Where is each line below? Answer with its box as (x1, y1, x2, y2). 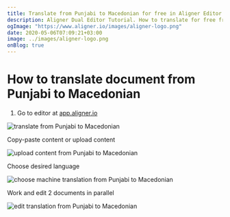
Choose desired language (7, 162, 80, 170)
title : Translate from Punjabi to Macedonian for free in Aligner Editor (7, 10, 222, 17)
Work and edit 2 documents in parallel (7, 188, 114, 196)
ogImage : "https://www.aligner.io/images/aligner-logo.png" (7, 23, 183, 30)
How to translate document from (7, 71, 196, 87)
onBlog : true (7, 42, 44, 49)
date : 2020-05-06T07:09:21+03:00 (7, 29, 103, 36)
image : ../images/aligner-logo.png (7, 36, 109, 43)
